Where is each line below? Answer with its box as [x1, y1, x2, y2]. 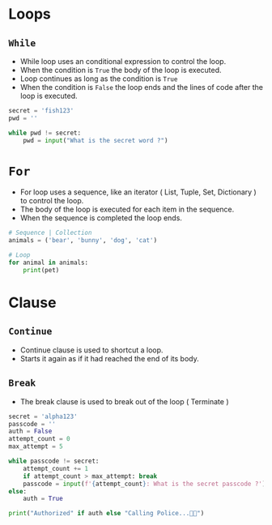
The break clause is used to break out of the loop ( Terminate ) [19, 396, 229, 406]
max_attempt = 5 [8, 442, 63, 450]
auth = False [8, 427, 53, 436]
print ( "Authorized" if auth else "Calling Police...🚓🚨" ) [8, 510, 205, 518]
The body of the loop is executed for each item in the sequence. [19, 204, 235, 215]
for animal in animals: [8, 258, 89, 267]
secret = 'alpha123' [8, 412, 79, 420]
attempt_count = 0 [8, 435, 70, 443]
